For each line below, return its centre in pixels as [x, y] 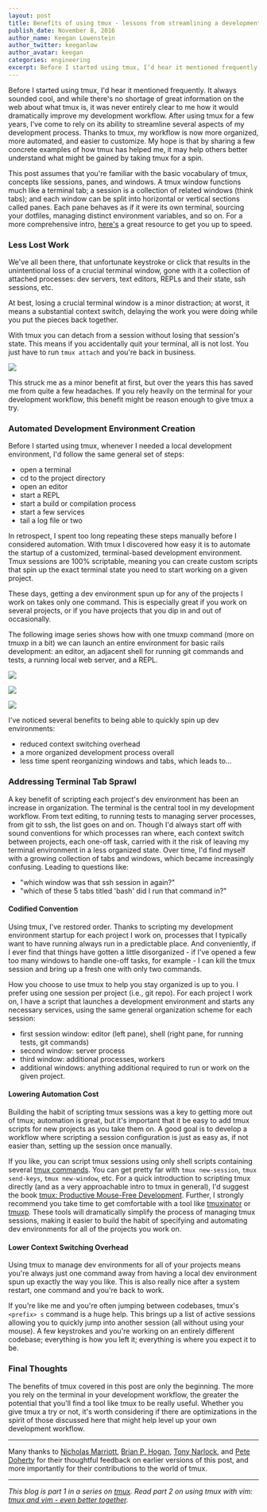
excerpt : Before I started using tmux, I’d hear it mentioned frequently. [135, 68]
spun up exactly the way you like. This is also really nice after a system [124, 1282]
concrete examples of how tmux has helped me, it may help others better [128, 149]
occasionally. [30, 619]
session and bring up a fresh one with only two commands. [105, 969]
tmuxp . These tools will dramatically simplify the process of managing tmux [132, 1212]
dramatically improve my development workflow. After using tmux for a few [131, 116]
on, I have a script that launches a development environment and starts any [132, 1001]
